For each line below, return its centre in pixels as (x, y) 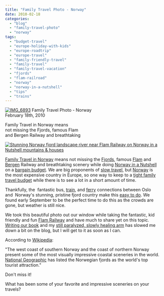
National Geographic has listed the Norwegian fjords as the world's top (77, 260)
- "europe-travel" (28, 55)
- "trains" (21, 96)
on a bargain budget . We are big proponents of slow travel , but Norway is (79, 170)
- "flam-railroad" (28, 78)
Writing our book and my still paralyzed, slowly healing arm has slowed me (80, 225)
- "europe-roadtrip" (30, 50)
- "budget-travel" (28, 42)
